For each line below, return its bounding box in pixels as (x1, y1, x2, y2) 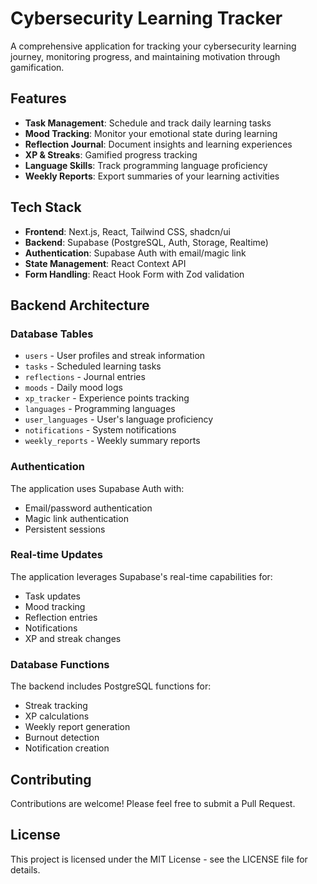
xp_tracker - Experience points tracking (24, 392, 190, 404)
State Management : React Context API (24, 257, 187, 269)
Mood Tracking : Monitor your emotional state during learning (24, 127, 278, 139)
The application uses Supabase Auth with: (10, 482, 185, 494)
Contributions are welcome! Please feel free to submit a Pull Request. (10, 797, 296, 809)
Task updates (24, 590, 81, 602)
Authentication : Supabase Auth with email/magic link (24, 247, 247, 259)
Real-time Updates (10, 548, 103, 562)
